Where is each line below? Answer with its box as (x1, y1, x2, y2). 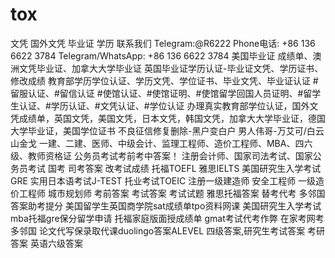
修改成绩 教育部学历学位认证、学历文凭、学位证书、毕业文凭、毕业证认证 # (10, 74, 319, 87)
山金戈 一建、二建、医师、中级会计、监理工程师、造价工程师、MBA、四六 (10, 137, 313, 149)
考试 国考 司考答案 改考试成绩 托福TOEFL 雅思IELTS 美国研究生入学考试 (27, 162, 322, 174)
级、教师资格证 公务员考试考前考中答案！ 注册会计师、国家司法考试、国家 (10, 149, 313, 162)
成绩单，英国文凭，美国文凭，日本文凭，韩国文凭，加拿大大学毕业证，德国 (18, 112, 326, 124)
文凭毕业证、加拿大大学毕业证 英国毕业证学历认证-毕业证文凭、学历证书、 (18, 62, 324, 74)
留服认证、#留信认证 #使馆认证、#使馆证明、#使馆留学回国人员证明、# (10, 87, 304, 99)
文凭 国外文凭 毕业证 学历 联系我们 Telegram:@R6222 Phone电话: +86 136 (10, 37, 316, 49)
